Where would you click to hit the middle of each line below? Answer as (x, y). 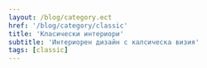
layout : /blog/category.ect (60, 17)
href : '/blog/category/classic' (68, 26)
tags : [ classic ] (38, 50)
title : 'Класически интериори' (66, 34)
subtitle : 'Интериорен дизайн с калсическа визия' (104, 42)
